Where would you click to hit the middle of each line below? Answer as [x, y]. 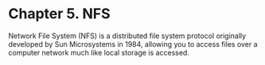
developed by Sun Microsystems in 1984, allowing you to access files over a [133, 44]
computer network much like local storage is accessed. [99, 52]
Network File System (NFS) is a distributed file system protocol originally [127, 36]
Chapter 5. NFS [59, 14]
